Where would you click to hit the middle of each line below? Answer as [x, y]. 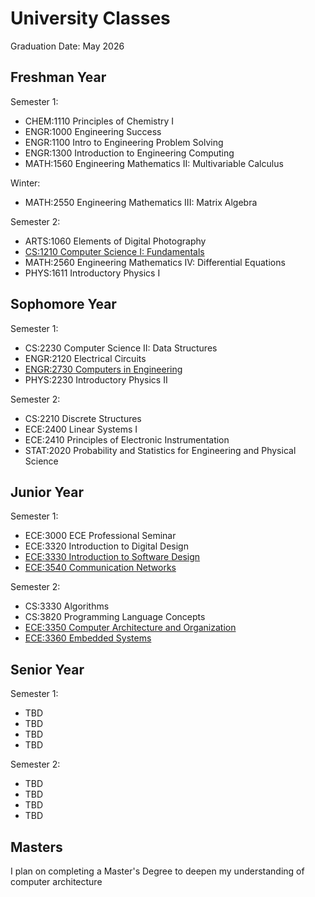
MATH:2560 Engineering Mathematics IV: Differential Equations [155, 262]
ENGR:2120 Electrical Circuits [85, 358]
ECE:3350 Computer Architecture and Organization [130, 628]
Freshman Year [58, 77]
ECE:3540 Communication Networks [100, 568]
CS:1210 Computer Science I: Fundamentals [114, 251]
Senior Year [47, 669]
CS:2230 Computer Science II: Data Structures [121, 348]
